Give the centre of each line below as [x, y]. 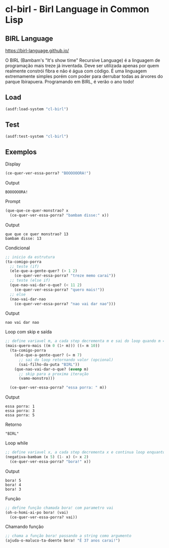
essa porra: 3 [20, 411]
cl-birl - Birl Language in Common [77, 9]
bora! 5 [13, 480]
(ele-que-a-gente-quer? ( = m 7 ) [48, 355]
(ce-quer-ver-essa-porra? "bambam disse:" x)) [59, 215]
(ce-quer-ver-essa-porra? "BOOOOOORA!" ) [48, 173]
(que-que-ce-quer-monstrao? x [37, 211]
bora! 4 [13, 485]
